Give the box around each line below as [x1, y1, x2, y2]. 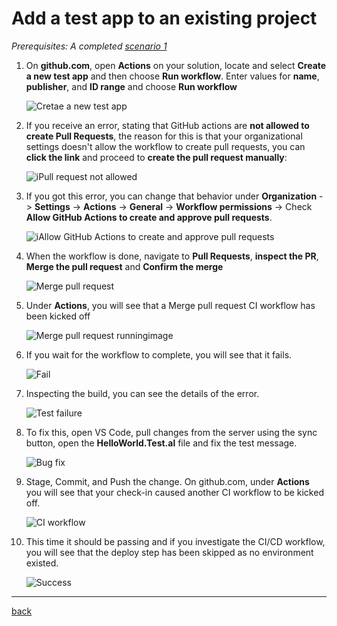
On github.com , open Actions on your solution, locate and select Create [25, 59, 327, 71]
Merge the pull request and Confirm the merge [25, 260, 224, 272]
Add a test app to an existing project [11, 7, 318, 30]
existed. [25, 557, 59, 569]
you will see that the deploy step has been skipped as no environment [25, 546, 314, 558]
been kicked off [25, 310, 91, 322]
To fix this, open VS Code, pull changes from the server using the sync [25, 426, 318, 438]
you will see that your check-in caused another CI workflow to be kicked [25, 486, 324, 498]
